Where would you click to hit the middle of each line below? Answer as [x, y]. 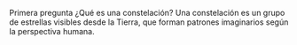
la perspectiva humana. [52, 31]
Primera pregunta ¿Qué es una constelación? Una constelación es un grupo [147, 13]
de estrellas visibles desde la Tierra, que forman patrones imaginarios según [149, 22]
